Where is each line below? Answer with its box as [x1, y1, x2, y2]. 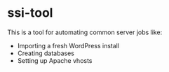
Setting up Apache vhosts [17, 56, 93, 64]
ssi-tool [7, 5, 53, 21]
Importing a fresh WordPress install [17, 41, 120, 50]
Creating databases [17, 49, 75, 57]
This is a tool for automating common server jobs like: [7, 28, 163, 36]
